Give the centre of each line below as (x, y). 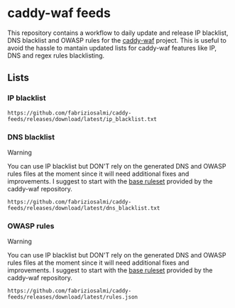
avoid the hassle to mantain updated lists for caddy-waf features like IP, (112, 48)
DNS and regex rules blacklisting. (56, 55)
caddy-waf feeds (59, 13)
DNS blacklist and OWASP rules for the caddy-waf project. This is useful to (117, 40)
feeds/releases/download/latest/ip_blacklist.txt (82, 119)
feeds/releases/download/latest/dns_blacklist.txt (84, 208)
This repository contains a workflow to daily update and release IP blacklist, (118, 33)
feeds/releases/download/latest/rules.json (73, 297)
